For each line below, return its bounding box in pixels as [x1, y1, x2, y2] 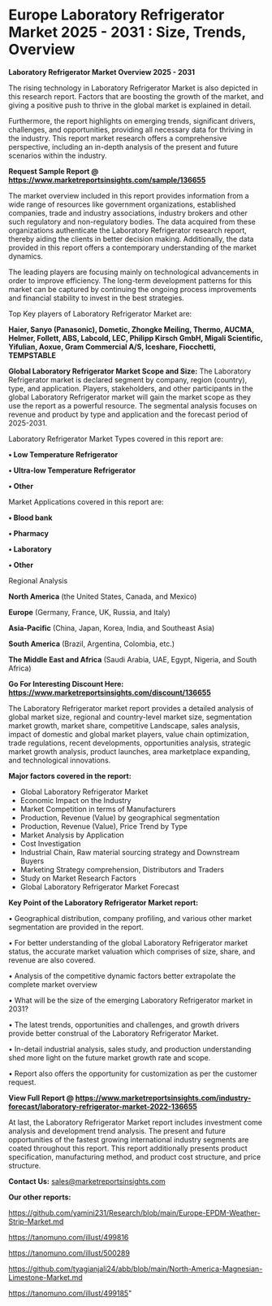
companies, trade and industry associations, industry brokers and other [8, 207, 248, 217]
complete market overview [8, 979, 97, 989]
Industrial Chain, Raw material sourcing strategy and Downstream [19, 847, 240, 857]
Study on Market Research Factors [19, 873, 136, 883]
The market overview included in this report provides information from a [8, 190, 249, 200]
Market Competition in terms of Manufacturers [19, 804, 176, 814]
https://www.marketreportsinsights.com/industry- [75, 1093, 252, 1103]
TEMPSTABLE [8, 350, 57, 360]
